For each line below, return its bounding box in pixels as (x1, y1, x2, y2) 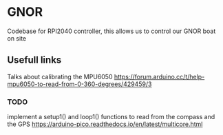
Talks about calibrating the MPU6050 (7, 72, 113, 81)
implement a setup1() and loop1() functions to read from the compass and (7, 113, 215, 121)
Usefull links (7, 54, 62, 66)
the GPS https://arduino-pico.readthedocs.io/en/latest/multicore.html (7, 120, 203, 128)
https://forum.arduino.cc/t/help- (114, 72, 205, 81)
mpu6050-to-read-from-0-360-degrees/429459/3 (7, 80, 152, 88)
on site (7, 34, 26, 42)
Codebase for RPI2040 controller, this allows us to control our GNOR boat (7, 27, 216, 35)
